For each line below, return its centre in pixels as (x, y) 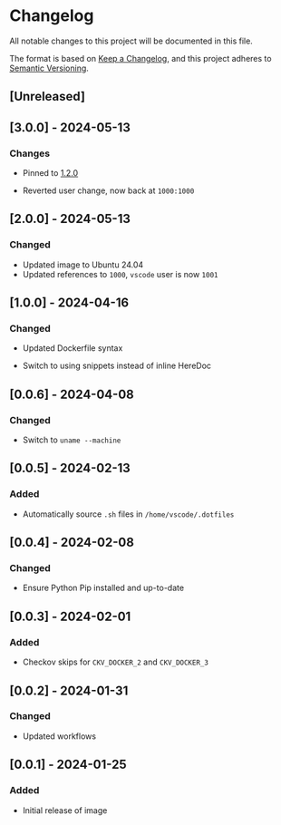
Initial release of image (65, 810)
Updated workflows (59, 736)
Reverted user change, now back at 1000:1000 (108, 190)
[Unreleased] (48, 97)
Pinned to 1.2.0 (50, 173)
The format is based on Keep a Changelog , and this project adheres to (140, 58)
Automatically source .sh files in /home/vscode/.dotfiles (128, 514)
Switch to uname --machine (72, 440)
